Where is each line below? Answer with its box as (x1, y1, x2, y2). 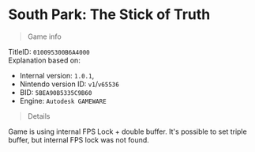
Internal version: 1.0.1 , (19, 70, 95, 80)
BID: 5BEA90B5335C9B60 (19, 87, 92, 97)
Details (27, 111, 51, 120)
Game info (27, 32, 62, 41)
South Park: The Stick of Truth (8, 6, 211, 24)
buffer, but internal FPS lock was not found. (8, 135, 150, 144)
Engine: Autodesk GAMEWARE (19, 96, 107, 105)
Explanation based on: (8, 55, 81, 65)
